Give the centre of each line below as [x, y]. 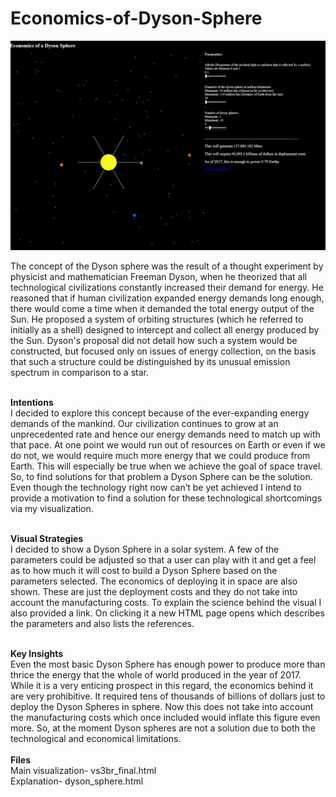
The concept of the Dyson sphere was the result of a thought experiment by [167, 266]
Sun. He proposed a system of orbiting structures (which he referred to [157, 319]
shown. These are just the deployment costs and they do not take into [154, 591]
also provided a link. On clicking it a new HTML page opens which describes [167, 613]
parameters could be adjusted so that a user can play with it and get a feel [163, 559]
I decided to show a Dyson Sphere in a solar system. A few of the [145, 549]
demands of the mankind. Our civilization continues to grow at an [144, 423]
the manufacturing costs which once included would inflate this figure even [165, 717]
